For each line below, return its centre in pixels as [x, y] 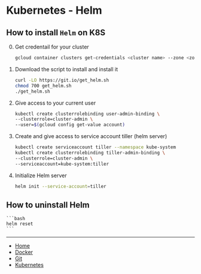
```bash [16, 219]
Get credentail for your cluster [52, 47]
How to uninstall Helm [48, 205]
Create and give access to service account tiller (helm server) [91, 136]
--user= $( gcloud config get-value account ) [70, 125]
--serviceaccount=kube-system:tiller [62, 164]
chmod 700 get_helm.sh [43, 86]
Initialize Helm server [41, 175]
